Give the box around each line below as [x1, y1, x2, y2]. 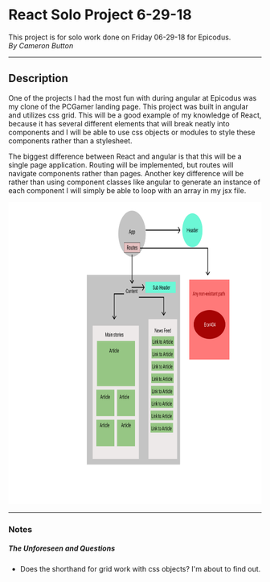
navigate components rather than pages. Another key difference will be [8, 168, 244, 178]
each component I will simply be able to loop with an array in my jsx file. [8, 185, 247, 195]
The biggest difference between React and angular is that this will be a [8, 151, 243, 161]
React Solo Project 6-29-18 [8, 6, 193, 24]
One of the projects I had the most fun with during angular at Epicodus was [8, 93, 257, 102]
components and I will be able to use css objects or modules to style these [8, 127, 256, 137]
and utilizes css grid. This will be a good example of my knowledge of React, [8, 110, 262, 120]
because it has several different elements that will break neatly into [8, 118, 231, 128]
